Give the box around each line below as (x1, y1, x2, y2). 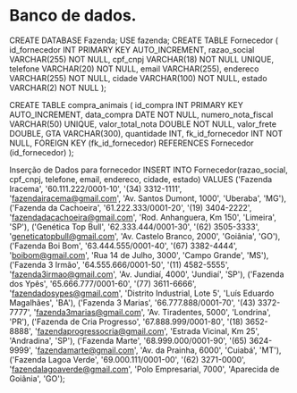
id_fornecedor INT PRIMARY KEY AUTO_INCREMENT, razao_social (9, 44, 255, 54)
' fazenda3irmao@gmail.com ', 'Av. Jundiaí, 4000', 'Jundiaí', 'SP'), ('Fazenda (9, 269, 284, 280)
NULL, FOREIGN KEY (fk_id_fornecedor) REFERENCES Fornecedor (9, 138, 254, 148)
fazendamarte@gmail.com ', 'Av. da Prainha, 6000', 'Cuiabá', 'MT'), (37, 345, 282, 355)
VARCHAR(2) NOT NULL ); (9, 82, 107, 93)
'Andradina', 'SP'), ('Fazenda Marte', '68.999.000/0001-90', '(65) (9, 335, 248, 346)
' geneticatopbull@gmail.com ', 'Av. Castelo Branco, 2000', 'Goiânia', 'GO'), (9, 230, 281, 241)
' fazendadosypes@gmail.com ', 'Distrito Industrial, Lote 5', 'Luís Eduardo (9, 288, 275, 298)
